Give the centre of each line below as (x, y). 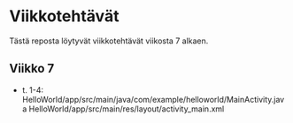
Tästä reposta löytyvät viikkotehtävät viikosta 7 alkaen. (109, 41)
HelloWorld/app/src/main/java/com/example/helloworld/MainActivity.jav (153, 99)
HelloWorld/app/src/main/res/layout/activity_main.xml (127, 109)
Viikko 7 (32, 69)
